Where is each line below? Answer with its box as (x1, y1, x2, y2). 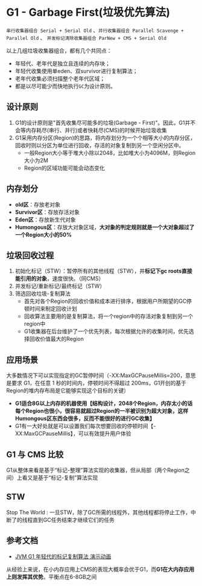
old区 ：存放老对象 (14, 200, 61, 208)
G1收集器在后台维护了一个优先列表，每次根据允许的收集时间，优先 (24, 328, 189, 335)
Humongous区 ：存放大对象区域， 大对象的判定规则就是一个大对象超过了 (14, 223, 195, 231)
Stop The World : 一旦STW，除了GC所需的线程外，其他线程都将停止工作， (6, 508, 191, 516)
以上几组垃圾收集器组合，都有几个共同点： (6, 46, 112, 54)
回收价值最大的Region (29, 336, 84, 343)
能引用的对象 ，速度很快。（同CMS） (14, 275, 104, 282)
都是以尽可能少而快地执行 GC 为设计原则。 (14, 82, 116, 89)
